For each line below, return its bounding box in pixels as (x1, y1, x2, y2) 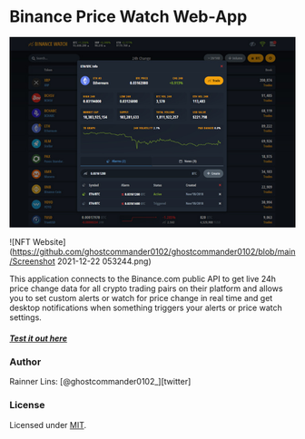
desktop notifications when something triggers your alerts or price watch (9, 302, 283, 313)
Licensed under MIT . (9, 419, 87, 430)
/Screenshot (9, 256, 56, 267)
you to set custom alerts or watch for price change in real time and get (9, 292, 273, 303)
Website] (32, 236, 66, 247)
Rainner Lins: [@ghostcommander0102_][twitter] (9, 376, 192, 387)
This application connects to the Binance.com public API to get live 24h (9, 273, 277, 284)
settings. (9, 311, 43, 323)
